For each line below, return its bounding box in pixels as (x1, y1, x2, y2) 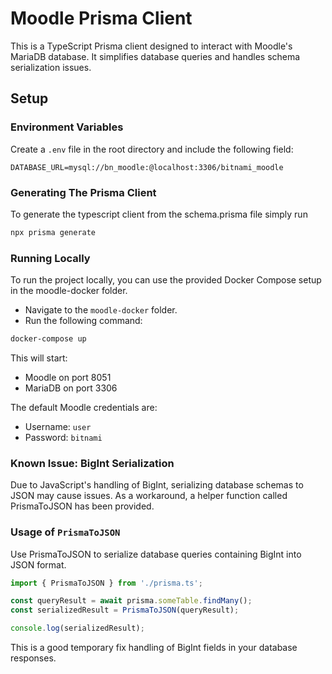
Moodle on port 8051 (24, 371, 112, 383)
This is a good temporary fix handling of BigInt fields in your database (10, 642, 298, 654)
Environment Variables (10, 120, 124, 134)
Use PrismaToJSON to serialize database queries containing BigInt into (10, 548, 302, 560)
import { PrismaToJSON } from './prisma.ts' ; (10, 578, 203, 588)
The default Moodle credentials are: (10, 401, 158, 413)
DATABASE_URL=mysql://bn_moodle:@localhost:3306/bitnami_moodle (10, 162, 284, 172)
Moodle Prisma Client (10, 7, 193, 30)
